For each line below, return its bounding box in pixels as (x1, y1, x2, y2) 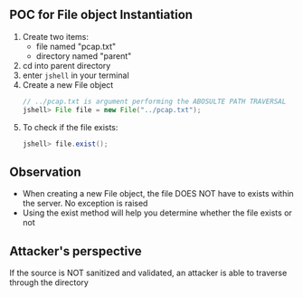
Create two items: (22, 31, 89, 42)
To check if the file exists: (22, 121, 118, 132)
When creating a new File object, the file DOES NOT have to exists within (22, 188, 294, 199)
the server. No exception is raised (22, 198, 148, 209)
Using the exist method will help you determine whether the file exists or (22, 207, 292, 218)
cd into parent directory (22, 60, 111, 71)
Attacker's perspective (9, 244, 142, 259)
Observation (9, 164, 81, 179)
